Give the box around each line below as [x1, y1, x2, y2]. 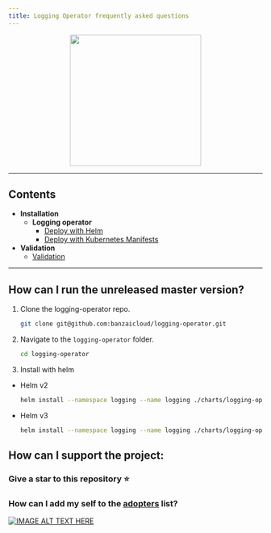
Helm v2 [19, 380, 48, 390]
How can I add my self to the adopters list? [8, 497, 178, 509]
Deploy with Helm [44, 226, 103, 236]
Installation [19, 209, 59, 219]
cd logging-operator [19, 350, 90, 359]
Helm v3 [19, 410, 48, 420]
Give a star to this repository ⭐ [8, 473, 130, 485]
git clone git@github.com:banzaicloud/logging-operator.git [19, 320, 227, 328]
